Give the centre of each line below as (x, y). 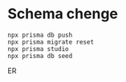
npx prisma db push (40, 35)
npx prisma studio (38, 49)
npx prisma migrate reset (51, 42)
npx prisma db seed (40, 56)
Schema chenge (63, 14)
